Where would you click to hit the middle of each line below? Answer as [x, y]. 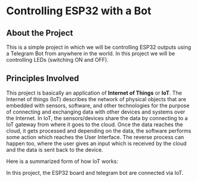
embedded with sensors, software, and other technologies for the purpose [98, 105]
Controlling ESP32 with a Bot [79, 11]
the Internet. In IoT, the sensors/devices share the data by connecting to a [97, 118]
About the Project [40, 33]
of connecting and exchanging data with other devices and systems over [96, 112]
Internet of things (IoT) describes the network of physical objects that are [96, 99]
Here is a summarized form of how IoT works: [62, 161]
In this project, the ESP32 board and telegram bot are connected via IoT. [95, 172]
